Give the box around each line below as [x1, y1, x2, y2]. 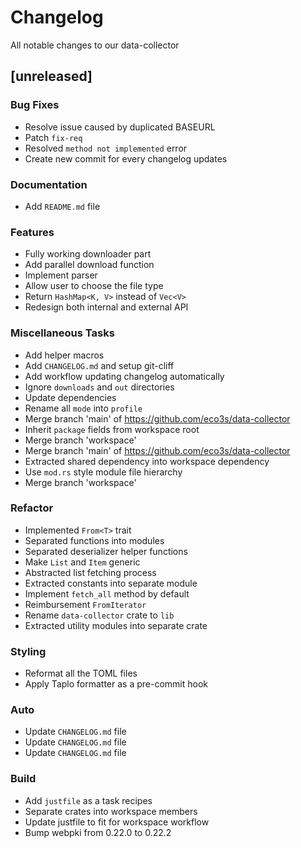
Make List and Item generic [24, 556, 141, 568]
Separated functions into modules [24, 534, 165, 546]
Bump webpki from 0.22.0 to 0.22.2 [24, 826, 172, 838]
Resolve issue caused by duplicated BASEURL [24, 121, 216, 133]
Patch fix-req [24, 131, 83, 143]
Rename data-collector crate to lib [24, 609, 175, 621]
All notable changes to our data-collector [10, 39, 180, 51]
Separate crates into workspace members [24, 805, 198, 817]
